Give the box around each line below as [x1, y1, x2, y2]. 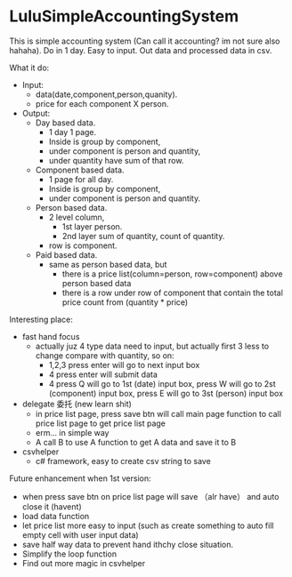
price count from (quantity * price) [61, 296, 189, 308]
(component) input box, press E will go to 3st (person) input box [48, 388, 283, 398]
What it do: [9, 62, 50, 73]
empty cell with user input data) [21, 529, 140, 540]
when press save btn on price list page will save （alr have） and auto [21, 491, 280, 501]
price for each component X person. [35, 98, 169, 108]
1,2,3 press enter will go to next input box [48, 359, 200, 370]
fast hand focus [21, 331, 80, 341]
